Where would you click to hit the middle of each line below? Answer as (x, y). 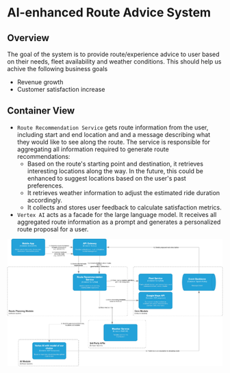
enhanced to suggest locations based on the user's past (106, 178)
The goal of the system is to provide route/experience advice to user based (114, 54)
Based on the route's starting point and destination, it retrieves (115, 164)
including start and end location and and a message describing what (114, 134)
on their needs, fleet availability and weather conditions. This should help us (114, 62)
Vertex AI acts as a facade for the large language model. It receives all (117, 214)
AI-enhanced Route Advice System (109, 13)
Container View (41, 111)
